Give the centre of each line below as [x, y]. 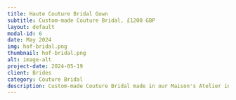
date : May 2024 [29, 40]
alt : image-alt [29, 60]
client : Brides [29, 73]
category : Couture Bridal [45, 79]
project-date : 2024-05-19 [45, 66]
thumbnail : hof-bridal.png [47, 54]
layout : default [31, 27]
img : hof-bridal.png [38, 46]
